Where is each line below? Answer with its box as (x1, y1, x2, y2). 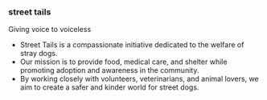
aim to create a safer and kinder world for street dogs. (19, 82, 199, 92)
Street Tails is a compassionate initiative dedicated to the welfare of (19, 40, 244, 50)
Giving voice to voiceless (8, 25, 92, 34)
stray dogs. (19, 49, 58, 58)
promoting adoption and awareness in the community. (19, 66, 199, 75)
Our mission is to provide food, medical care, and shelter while (19, 57, 228, 66)
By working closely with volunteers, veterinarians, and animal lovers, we (19, 74, 259, 84)
